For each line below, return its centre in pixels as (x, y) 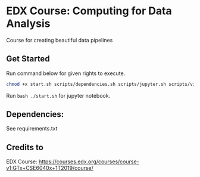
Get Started (28, 59)
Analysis (28, 24)
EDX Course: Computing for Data (89, 11)
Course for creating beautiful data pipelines (60, 40)
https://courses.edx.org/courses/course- (89, 162)
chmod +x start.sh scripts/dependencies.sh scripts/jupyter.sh (86, 84)
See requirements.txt (32, 129)
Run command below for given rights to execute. (66, 73)
